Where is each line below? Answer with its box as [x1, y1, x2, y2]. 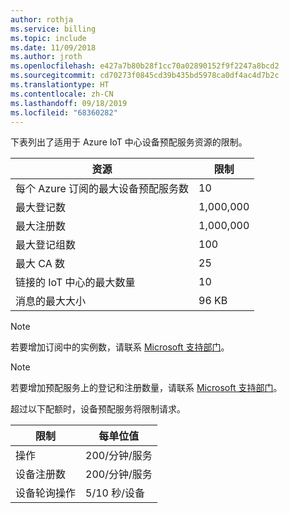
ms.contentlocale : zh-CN [10, 89, 114, 99]
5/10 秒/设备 [85, 486, 145, 500]
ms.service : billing [10, 24, 97, 34]
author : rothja [10, 14, 74, 25]
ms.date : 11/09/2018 [10, 42, 97, 53]
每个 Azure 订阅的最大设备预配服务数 [15, 182, 190, 196]
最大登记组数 [15, 238, 77, 252]
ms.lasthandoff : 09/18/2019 [10, 98, 128, 108]
